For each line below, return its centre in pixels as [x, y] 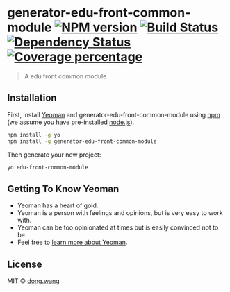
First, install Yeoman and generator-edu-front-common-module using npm [114, 114]
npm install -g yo [34, 135]
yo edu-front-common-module [48, 167]
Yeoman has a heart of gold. [58, 205]
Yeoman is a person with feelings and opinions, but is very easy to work [120, 213]
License [25, 264]
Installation [32, 98]
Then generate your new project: [54, 155]
